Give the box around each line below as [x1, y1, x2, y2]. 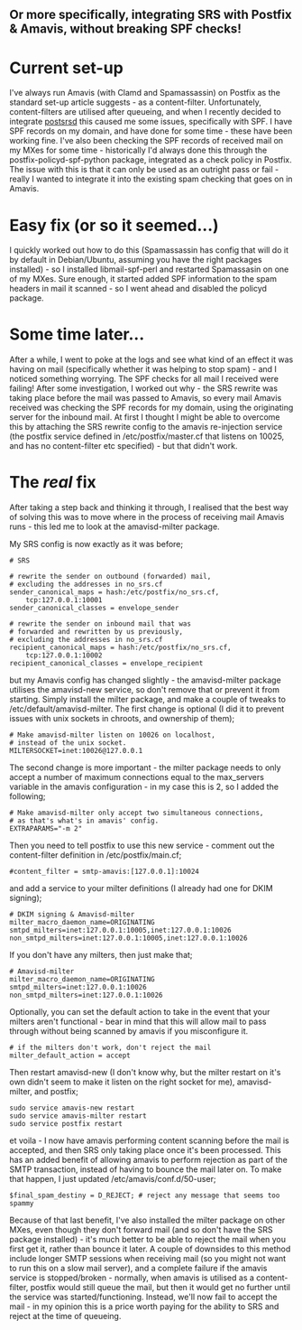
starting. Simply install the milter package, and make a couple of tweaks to [9, 694, 287, 705]
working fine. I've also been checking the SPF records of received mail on [9, 135, 284, 146]
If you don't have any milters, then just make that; [9, 950, 193, 961]
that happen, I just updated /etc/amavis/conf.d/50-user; [9, 1174, 216, 1185]
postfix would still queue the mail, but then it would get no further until [30, 1282, 291, 1293]
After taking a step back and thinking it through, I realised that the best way [9, 502, 288, 513]
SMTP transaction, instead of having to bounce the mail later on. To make [9, 1164, 282, 1175]
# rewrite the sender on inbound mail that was [9, 619, 192, 628]
